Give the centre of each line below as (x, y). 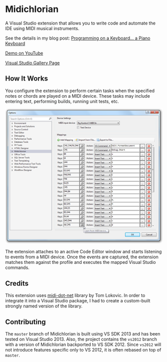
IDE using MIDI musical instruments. (42, 28)
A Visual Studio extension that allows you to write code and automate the (80, 23)
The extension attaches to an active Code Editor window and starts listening (83, 252)
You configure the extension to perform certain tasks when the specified (80, 91)
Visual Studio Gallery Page (32, 63)
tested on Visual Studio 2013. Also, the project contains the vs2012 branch (81, 339)
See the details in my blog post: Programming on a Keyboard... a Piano (78, 38)
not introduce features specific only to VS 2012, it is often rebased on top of (83, 350)
